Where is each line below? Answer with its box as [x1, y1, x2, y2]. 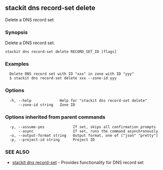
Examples [5, 61, 29, 68]
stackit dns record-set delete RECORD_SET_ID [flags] [5, 50, 117, 54]
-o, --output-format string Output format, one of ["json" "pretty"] [9, 133, 159, 138]
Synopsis [5, 29, 28, 35]
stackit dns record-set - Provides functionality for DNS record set [12, 160, 144, 166]
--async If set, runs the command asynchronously [18, 129, 159, 134]
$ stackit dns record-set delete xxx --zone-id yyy [9, 76, 117, 81]
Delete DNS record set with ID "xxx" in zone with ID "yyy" [9, 71, 134, 77]
